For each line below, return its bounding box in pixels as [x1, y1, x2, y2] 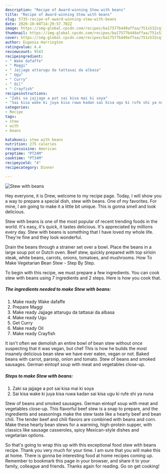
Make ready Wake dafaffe [12, 299, 66, 305]
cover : [5, 35, 19, 40]
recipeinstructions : [5, 91, 48, 96]
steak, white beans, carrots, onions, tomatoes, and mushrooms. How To [5, 254, 153, 260]
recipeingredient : [5, 53, 43, 59]
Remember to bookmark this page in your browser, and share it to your [5, 458, 150, 464]
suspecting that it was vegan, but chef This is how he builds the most [5, 346, 147, 352]
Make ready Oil [12, 325, 44, 331]
